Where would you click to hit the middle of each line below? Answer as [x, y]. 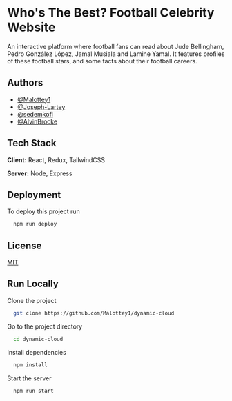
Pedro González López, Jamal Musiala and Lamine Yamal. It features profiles [116, 54]
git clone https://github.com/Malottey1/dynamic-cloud [94, 313]
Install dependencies [37, 352]
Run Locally [33, 284]
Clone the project [32, 300]
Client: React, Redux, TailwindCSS [56, 159]
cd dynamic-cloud [38, 339]
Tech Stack [32, 143]
